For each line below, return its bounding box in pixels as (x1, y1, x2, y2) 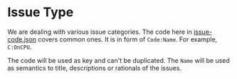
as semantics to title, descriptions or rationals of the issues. (7, 63, 182, 72)
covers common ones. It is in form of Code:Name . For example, (38, 35, 218, 43)
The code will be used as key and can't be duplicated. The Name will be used (7, 56, 230, 64)
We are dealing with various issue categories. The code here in (7, 28, 192, 36)
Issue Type (7, 4, 74, 20)
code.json (7, 35, 37, 43)
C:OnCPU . (7, 42, 32, 51)
